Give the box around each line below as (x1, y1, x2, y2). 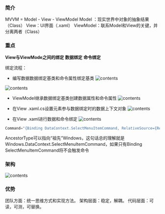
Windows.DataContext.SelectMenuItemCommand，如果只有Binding (5, 141, 142, 147)
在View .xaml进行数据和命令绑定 (12, 116, 78, 122)
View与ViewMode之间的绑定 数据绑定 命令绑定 (5, 54, 101, 60)
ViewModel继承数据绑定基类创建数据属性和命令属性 (12, 95, 117, 101)
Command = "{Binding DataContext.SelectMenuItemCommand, (5, 126, 120, 131)
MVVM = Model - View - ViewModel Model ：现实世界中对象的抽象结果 (5, 16, 149, 23)
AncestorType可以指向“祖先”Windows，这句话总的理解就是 (5, 135, 125, 141)
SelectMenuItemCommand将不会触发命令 (5, 147, 89, 153)
